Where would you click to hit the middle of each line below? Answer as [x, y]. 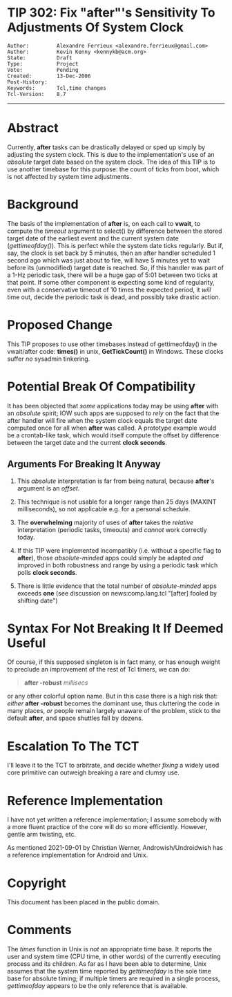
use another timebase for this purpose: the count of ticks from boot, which [113, 169]
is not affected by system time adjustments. [69, 176]
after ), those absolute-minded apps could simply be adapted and [110, 558]
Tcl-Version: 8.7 [37, 94]
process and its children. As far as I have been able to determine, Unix [107, 964]
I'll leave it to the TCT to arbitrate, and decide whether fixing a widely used [113, 766]
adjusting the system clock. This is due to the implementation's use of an [111, 154]
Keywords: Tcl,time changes [57, 88]
